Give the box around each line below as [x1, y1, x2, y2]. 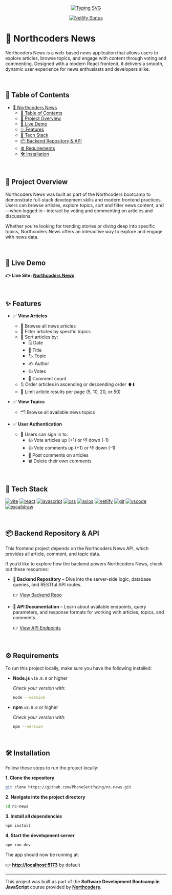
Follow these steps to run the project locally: [5, 765, 99, 771]
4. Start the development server [5, 832, 75, 838]
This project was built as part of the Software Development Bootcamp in [5, 878, 160, 884]
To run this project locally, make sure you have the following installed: [5, 665, 152, 671]
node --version [12, 695, 46, 700]
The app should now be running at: [5, 851, 79, 858]
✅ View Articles [12, 313, 48, 319]
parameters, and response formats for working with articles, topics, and [12, 609, 164, 615]
